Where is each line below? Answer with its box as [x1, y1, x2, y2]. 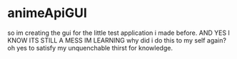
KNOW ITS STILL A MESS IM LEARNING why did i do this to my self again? [7, 36, 227, 44]
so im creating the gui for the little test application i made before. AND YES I [7, 28, 231, 37]
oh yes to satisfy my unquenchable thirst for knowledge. [7, 43, 173, 52]
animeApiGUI [7, 5, 88, 21]
